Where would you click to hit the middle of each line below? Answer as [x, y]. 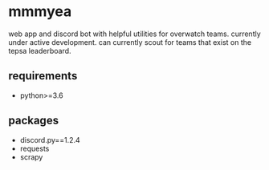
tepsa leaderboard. [40, 51]
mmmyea [40, 12]
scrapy [31, 157]
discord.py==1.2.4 [50, 140]
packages [33, 121]
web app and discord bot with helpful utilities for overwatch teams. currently [134, 34]
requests [35, 148]
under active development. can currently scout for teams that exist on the [130, 42]
